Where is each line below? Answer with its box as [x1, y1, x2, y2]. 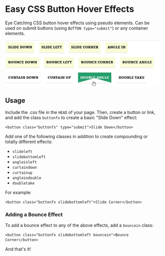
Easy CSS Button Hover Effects [5, 3, 134, 15]
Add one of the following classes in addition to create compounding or [5, 133, 148, 139]
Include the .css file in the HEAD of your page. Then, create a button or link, [5, 109, 156, 115]
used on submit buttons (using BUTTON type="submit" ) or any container [5, 25, 149, 31]
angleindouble [12, 175, 41, 180]
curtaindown [12, 165, 37, 170]
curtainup [12, 170, 33, 175]
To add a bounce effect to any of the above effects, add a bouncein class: [5, 222, 154, 228]
